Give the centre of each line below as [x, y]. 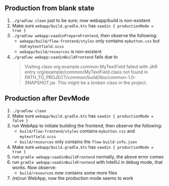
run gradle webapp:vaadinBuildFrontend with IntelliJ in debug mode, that [87, 162]
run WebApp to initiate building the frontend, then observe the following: [87, 126]
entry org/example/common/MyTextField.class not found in [86, 72]
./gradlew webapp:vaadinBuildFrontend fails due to [65, 57]
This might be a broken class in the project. [102, 82]
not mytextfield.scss [42, 46]
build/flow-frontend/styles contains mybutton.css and [77, 131]
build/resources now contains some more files [68, 172]
